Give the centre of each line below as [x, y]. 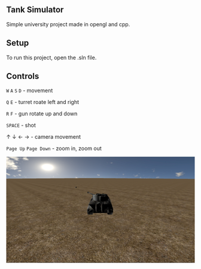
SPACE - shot [21, 126]
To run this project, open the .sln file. [51, 57]
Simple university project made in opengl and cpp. [68, 24]
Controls [23, 76]
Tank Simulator [35, 10]
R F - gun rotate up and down [42, 114]
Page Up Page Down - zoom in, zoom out [54, 148]
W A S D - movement [30, 91]
